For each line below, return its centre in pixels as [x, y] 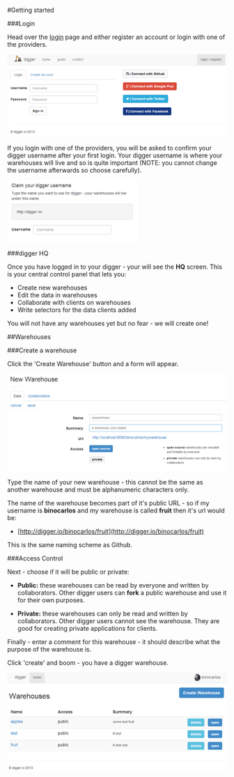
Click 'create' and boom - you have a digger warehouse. [88, 663]
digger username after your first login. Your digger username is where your [115, 155]
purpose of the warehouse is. [49, 650]
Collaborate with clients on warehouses [74, 302]
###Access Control [35, 558]
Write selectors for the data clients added [77, 310]
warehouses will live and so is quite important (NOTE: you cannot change [112, 162]
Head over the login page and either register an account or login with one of [116, 37]
